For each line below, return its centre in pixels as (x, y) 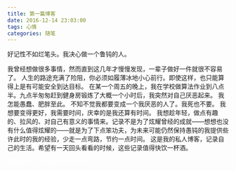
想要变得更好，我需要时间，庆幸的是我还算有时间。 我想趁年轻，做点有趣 (113, 113)
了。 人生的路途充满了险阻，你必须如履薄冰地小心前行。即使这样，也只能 (113, 78)
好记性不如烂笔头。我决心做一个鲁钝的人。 (69, 54)
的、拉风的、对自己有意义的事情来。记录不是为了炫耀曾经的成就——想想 (112, 122)
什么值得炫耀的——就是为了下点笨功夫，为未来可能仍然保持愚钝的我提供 (118, 130)
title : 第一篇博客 (32, 14)
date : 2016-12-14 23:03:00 (47, 20)
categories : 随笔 (32, 33)
